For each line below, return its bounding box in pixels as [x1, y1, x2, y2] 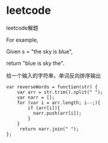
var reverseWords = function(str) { [6, 84, 98, 90]
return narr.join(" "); [19, 126, 79, 132]
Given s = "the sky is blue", [6, 47, 73, 55]
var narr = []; [17, 94, 55, 100]
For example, [6, 36, 39, 43]
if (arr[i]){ [28, 105, 61, 111]
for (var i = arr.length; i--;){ [17, 100, 101, 106]
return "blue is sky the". [6, 59, 65, 67]
